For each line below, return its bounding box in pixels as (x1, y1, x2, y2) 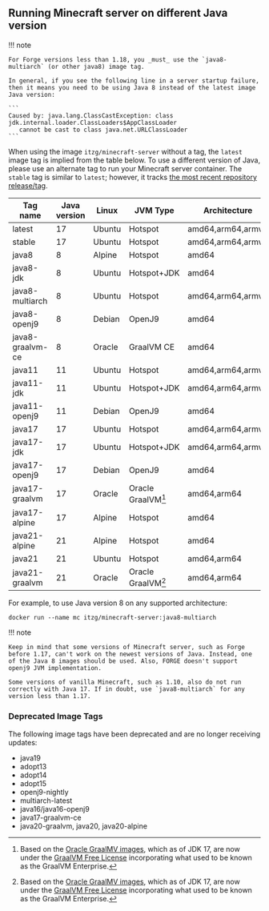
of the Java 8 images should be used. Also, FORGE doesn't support (8, 657, 239, 665)
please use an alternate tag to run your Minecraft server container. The (8, 163, 243, 173)
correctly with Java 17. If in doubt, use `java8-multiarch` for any (8, 685, 246, 693)
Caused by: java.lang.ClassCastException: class (8, 111, 174, 119)
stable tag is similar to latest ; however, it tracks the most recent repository (8, 172, 258, 182)
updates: (8, 737, 38, 747)
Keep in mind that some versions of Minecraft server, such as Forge (8, 644, 246, 652)
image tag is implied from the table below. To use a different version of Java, (8, 155, 261, 165)
